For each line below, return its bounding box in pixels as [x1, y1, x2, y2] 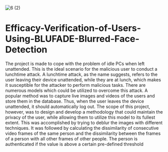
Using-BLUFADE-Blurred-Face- [5, 33, 140, 45]
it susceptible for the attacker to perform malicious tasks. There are [5, 82, 146, 88]
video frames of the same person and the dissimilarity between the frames [5, 130, 161, 136]
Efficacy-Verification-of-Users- [5, 23, 141, 34]
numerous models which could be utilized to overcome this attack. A [5, 87, 148, 93]
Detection [5, 44, 48, 56]
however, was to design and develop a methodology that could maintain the [5, 109, 163, 115]
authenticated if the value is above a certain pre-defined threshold [5, 141, 144, 147]
